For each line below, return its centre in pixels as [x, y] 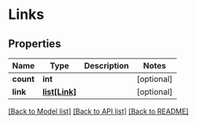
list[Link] [59, 92]
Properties [35, 44]
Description [106, 66]
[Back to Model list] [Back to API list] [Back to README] [98, 111]
